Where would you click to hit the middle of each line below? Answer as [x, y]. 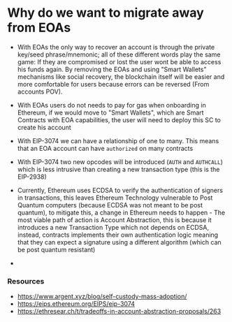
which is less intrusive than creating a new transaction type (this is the [118, 169]
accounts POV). [40, 92]
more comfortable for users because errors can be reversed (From [113, 84]
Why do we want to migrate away [106, 13]
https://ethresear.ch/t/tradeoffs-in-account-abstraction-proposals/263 [119, 312]
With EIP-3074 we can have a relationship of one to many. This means [118, 140]
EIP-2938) [32, 177]
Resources [26, 281]
